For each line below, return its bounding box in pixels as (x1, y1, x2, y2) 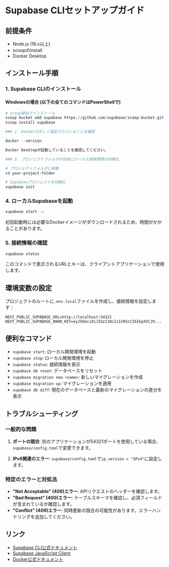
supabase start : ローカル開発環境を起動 (12, 349, 96, 355)
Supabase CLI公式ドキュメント (12, 544, 77, 550)
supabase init (5, 184, 35, 190)
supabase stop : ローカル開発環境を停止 (12, 355, 94, 361)
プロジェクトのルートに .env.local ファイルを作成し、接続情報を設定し (5, 298, 152, 304)
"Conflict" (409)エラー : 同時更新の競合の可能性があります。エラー (12, 508, 152, 514)
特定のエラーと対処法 (5, 476, 57, 483)
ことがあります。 (9, 226, 45, 232)
